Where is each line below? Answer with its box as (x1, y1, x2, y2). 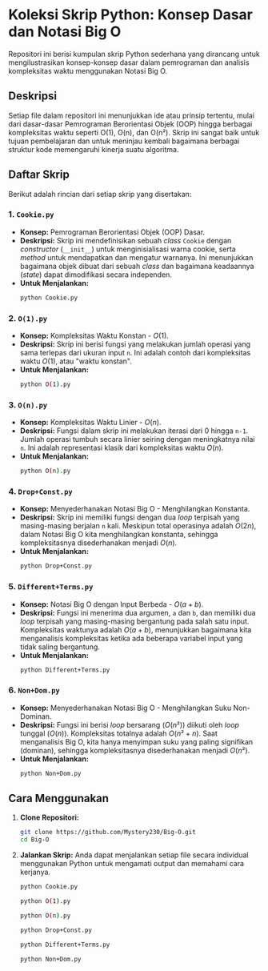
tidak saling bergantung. (19, 642, 100, 652)
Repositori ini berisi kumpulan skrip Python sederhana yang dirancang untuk (8, 49, 260, 58)
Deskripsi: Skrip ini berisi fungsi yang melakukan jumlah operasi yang (19, 339, 250, 349)
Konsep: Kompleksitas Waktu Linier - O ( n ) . (19, 418, 162, 427)
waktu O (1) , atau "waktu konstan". (19, 356, 132, 366)
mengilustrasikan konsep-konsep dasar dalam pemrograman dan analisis (8, 58, 250, 67)
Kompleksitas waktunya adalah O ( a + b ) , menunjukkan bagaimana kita (19, 624, 252, 634)
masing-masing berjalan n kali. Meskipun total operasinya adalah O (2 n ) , (19, 521, 257, 531)
